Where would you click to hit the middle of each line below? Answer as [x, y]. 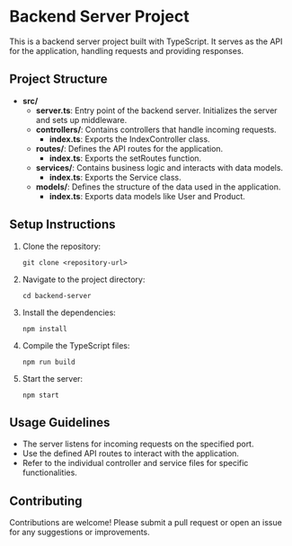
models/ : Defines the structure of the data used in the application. [158, 187]
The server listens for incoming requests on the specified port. [138, 444]
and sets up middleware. [81, 119]
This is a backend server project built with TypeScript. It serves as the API [146, 41]
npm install [44, 329]
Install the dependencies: [69, 313]
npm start [41, 395]
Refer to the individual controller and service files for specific [135, 463]
